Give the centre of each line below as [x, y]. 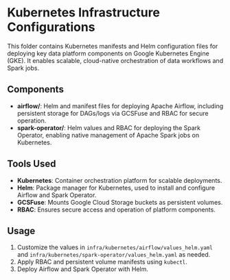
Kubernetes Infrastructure [83, 13]
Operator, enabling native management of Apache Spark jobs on [108, 135]
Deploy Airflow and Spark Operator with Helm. [83, 269]
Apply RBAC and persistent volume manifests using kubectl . [102, 262]
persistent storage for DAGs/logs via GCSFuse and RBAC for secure [113, 113]
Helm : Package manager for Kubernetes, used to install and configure [116, 188]
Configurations [51, 27]
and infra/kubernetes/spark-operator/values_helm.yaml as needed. [114, 255]
